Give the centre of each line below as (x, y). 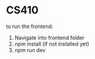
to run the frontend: (30, 26)
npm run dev (30, 50)
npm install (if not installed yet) (52, 44)
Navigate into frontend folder (50, 37)
